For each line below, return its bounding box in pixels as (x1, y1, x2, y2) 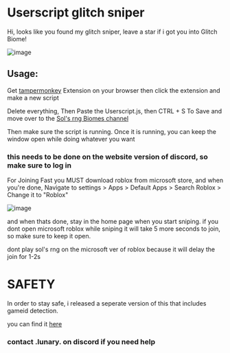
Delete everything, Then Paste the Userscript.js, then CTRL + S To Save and (7, 106, 222, 115)
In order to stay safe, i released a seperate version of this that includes (7, 299, 207, 307)
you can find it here (7, 319, 62, 328)
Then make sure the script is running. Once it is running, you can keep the (7, 127, 216, 135)
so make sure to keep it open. (7, 232, 91, 240)
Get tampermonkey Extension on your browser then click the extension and (7, 86, 221, 94)
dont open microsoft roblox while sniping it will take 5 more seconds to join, (7, 225, 221, 233)
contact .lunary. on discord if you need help (7, 337, 156, 346)
